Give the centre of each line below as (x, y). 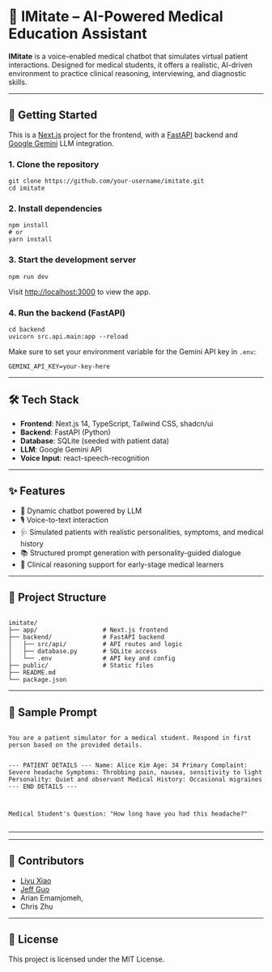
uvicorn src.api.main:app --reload (68, 336)
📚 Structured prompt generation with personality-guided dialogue (130, 552)
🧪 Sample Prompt (53, 712)
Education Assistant (78, 34)
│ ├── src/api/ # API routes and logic (96, 644)
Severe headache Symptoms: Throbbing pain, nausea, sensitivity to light (136, 773)
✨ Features (37, 491)
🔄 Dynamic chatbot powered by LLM (81, 511)
